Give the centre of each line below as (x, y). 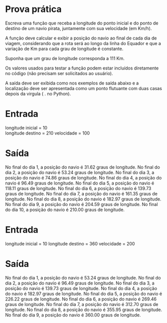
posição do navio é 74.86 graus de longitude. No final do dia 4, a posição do (83, 177)
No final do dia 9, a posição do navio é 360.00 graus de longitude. (73, 315)
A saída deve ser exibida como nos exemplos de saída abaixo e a (72, 83)
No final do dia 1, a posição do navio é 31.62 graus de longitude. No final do (83, 167)
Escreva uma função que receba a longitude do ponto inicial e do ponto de (82, 23)
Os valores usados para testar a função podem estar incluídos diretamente (82, 68)
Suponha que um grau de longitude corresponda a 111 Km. (65, 58)
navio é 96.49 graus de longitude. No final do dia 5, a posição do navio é (80, 183)
